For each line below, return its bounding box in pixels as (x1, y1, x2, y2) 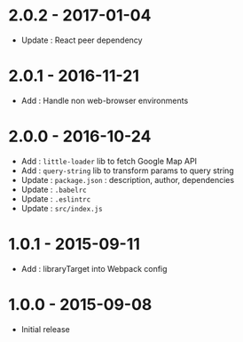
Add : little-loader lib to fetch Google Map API (20, 155, 197, 166)
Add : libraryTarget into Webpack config (20, 263, 168, 274)
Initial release (20, 323, 70, 334)
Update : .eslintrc (20, 193, 91, 204)
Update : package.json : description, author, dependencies (20, 174, 235, 185)
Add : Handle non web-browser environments (20, 95, 189, 106)
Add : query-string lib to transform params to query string (20, 165, 234, 176)
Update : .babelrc (20, 184, 88, 195)
